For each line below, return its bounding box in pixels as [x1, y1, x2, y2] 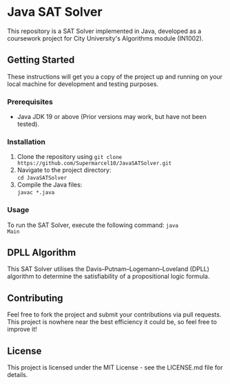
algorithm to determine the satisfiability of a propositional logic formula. [7, 273, 210, 281]
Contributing [7, 292, 63, 303]
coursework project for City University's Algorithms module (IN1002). [7, 34, 204, 42]
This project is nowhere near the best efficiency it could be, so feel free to [7, 318, 217, 326]
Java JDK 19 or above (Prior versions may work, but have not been [17, 113, 207, 121]
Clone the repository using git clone [17, 153, 123, 161]
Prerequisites [7, 97, 53, 107]
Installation [7, 137, 46, 147]
